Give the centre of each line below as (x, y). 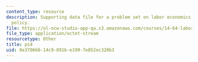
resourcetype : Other (32, 39)
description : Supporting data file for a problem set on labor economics (99, 17)
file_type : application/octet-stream (52, 34)
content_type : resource (35, 12)
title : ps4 (19, 45)
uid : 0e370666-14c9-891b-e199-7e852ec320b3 (60, 50)
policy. (21, 22)
